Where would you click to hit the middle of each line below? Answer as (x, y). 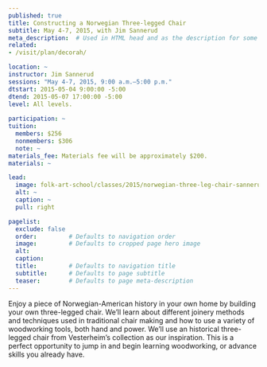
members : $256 (39, 134)
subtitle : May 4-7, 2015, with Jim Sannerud (83, 30)
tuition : (23, 127)
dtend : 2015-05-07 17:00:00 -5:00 (66, 96)
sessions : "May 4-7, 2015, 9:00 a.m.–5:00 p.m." (90, 82)
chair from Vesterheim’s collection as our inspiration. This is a (133, 337)
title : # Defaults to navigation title (96, 266)
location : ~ (28, 67)
